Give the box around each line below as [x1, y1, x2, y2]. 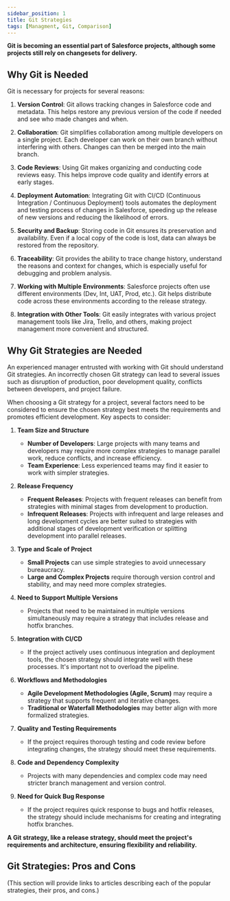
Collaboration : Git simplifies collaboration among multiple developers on [16, 128, 223, 137]
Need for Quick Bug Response [16, 792, 105, 800]
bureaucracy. [27, 566, 65, 573]
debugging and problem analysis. [16, 269, 112, 277]
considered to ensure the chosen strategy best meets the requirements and [7, 406, 221, 413]
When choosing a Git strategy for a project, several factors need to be [7, 398, 205, 406]
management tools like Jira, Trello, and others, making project [16, 317, 192, 326]
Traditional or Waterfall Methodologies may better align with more [27, 704, 218, 711]
